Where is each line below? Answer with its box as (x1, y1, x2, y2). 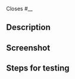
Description (6, 22, 51, 32)
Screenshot (6, 42, 51, 53)
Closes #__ (6, 5, 33, 12)
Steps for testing (6, 63, 70, 74)
